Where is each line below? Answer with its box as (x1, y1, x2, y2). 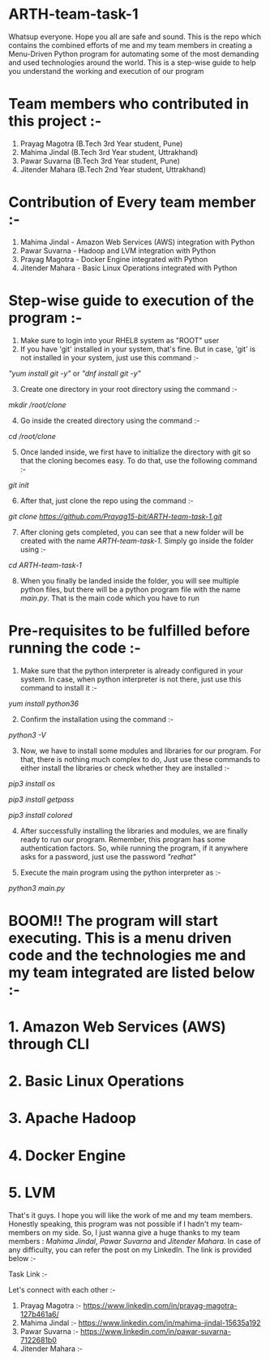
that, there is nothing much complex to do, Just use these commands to (19, 754, 261, 764)
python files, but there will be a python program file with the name (19, 584, 241, 594)
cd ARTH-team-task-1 (8, 560, 83, 570)
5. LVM (8, 1183, 56, 1202)
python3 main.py (8, 883, 66, 893)
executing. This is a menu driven (8, 928, 233, 947)
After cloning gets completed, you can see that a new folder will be (19, 527, 245, 536)
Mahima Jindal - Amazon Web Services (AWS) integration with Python (19, 237, 255, 247)
